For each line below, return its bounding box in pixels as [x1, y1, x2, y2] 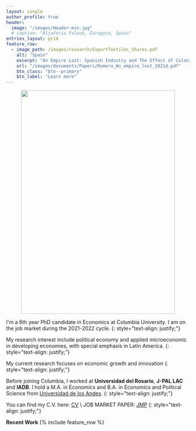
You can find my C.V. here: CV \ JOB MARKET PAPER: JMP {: [6, 401, 153, 408]
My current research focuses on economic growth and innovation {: [6, 360, 169, 367]
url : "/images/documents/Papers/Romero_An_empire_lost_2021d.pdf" [16, 63, 181, 69]
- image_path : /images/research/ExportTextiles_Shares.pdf [11, 47, 158, 53]
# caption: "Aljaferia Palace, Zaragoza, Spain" [11, 30, 132, 36]
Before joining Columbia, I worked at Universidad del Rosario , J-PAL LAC [6, 378, 183, 385]
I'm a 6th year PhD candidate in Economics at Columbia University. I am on [6, 319, 186, 326]
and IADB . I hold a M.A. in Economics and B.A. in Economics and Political [6, 384, 182, 391]
